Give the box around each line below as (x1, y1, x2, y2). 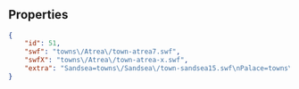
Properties (8, 7, 69, 22)
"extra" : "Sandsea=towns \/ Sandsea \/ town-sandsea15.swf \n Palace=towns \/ (24, 64, 296, 73)
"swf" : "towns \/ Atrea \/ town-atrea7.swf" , (24, 47, 180, 56)
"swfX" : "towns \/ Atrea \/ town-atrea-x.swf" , (24, 56, 189, 65)
